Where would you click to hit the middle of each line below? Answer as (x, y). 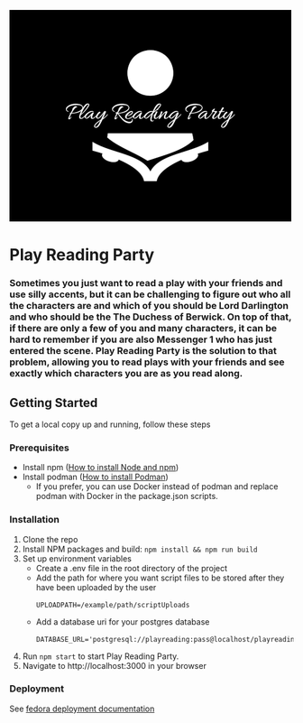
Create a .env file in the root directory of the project (132, 568)
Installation (35, 520)
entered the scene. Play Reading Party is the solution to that (143, 351)
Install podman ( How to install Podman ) (95, 477)
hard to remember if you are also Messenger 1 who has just (141, 339)
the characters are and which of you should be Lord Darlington (149, 306)
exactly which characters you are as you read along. (126, 374)
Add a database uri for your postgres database (123, 621)
